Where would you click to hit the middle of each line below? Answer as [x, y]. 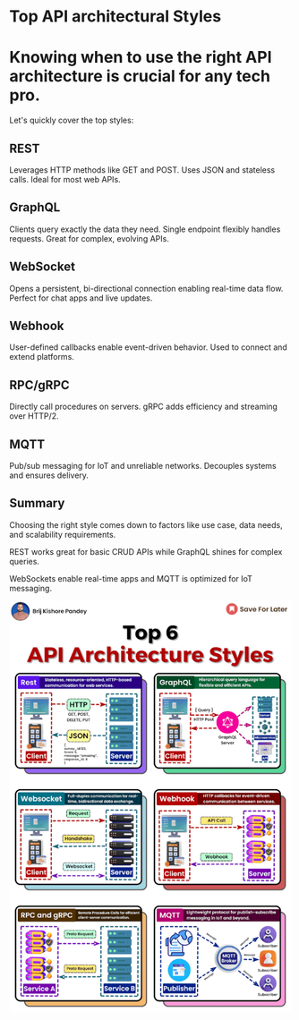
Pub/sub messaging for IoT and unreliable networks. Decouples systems [143, 466]
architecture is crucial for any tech [140, 76]
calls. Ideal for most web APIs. [65, 179]
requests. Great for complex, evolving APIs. [90, 238]
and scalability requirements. [63, 534]
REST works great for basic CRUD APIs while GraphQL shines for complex [146, 551]
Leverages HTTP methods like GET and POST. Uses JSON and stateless [142, 170]
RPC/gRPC [39, 385]
